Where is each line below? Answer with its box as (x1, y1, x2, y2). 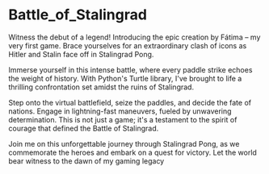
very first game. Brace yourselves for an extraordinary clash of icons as (8, 40, 247, 50)
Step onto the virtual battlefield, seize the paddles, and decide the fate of (8, 97, 252, 107)
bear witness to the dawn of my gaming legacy (8, 155, 165, 166)
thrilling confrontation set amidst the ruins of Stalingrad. (8, 82, 195, 92)
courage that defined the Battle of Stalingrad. (8, 123, 159, 133)
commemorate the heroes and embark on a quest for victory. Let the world (8, 147, 257, 157)
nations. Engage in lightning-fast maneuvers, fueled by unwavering (8, 106, 232, 116)
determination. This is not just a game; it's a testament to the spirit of (8, 114, 237, 124)
